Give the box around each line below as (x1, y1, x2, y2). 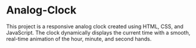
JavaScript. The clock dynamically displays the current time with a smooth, (6, 29, 191, 36)
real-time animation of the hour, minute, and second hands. (6, 35, 152, 42)
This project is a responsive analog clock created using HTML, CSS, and (6, 23, 183, 30)
